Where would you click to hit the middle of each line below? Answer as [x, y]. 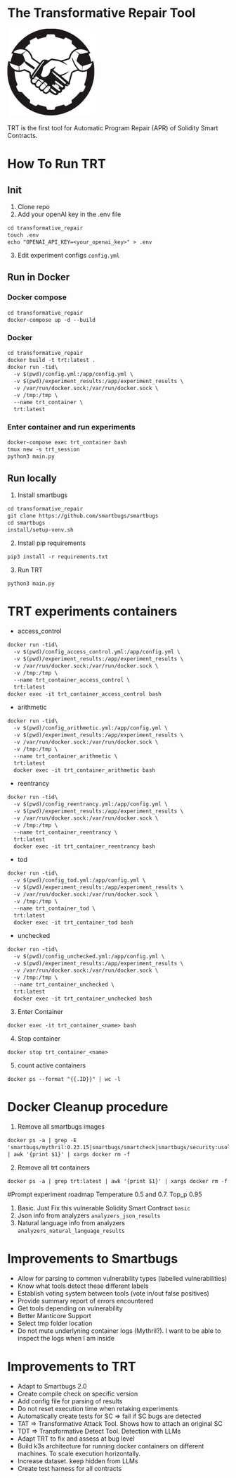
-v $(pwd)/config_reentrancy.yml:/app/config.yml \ [91, 804]
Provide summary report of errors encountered [85, 1301]
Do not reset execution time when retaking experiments [98, 1408]
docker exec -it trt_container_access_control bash [84, 694]
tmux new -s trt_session [44, 450]
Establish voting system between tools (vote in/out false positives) [113, 1293]
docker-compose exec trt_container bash [67, 443]
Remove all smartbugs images [61, 1126]
